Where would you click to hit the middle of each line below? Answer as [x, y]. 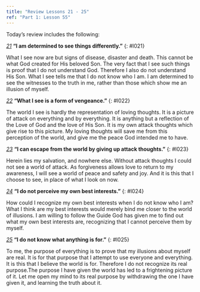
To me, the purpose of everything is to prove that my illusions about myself [99, 251]
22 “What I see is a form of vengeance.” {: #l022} [68, 100]
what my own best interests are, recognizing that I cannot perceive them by [99, 222]
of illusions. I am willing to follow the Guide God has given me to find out [95, 215]
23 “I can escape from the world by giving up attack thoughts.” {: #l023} [98, 149]
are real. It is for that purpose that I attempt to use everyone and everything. [99, 257]
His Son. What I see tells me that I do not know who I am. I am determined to [100, 76]
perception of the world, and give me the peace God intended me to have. [97, 137]
